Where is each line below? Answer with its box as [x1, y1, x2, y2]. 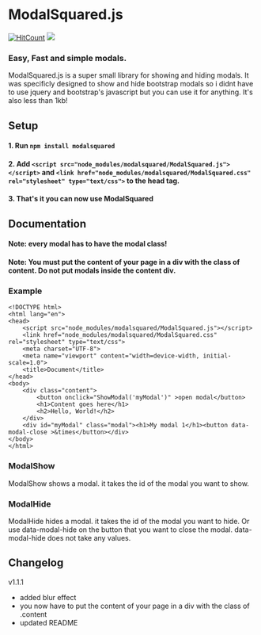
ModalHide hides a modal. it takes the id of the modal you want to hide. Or [8, 516, 250, 526]
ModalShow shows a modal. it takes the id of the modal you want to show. [8, 478, 249, 488]
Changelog [8, 557, 64, 570]
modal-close [8, 428, 47, 437]
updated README [19, 618, 78, 627]
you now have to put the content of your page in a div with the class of [19, 601, 251, 610]
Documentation [8, 216, 87, 231]
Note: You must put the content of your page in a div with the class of [8, 257, 240, 266]
